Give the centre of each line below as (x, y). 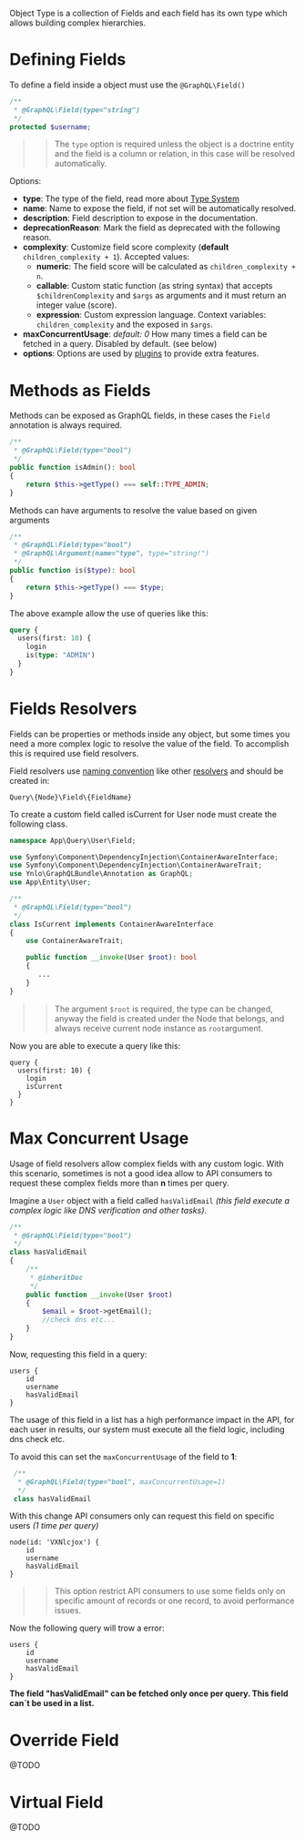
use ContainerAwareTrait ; (75, 941)
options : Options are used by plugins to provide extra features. (141, 353)
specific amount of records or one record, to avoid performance (174, 1601)
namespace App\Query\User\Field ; (73, 840)
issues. (68, 1611)
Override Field (65, 1740)
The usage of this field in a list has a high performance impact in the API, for (152, 1419)
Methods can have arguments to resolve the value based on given (133, 510)
